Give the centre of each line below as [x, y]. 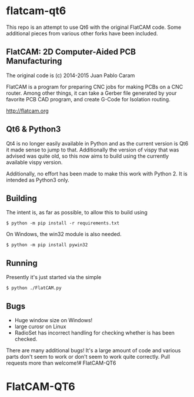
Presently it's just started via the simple [54, 277]
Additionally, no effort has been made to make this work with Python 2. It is [97, 173]
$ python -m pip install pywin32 [47, 245]
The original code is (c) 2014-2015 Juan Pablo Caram [71, 75]
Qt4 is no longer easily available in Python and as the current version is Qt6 [97, 143]
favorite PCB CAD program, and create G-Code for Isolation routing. [88, 99]
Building [21, 198]
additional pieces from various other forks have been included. [82, 33]
